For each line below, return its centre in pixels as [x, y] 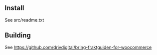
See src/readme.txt [24, 20]
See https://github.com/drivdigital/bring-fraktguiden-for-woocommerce [78, 47]
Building [18, 36]
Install [14, 8]
